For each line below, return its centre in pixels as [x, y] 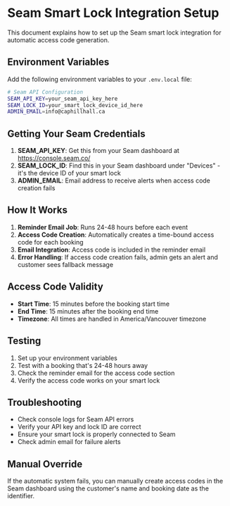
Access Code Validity [55, 287]
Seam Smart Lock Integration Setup [113, 13]
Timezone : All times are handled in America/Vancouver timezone [112, 319]
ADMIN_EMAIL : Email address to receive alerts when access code [114, 180]
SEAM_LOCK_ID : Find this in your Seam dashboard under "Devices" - [119, 166]
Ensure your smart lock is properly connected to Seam [96, 434]
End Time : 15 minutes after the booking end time [88, 311]
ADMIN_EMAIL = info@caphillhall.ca [56, 112]
